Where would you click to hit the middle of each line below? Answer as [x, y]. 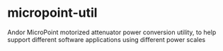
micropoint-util [52, 13]
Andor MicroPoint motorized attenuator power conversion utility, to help [112, 32]
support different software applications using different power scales [107, 39]
